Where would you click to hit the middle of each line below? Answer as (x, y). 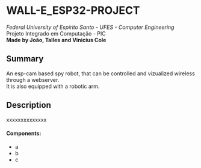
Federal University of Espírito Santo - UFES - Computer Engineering (90, 27)
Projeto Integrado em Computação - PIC (56, 33)
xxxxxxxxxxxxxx (26, 120)
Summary (25, 59)
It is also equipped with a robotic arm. (53, 86)
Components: (24, 134)
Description (29, 105)
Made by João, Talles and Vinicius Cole (56, 40)
